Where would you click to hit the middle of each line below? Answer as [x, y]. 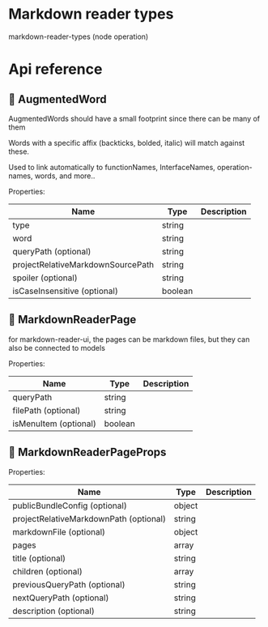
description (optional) [53, 611]
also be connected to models [57, 348]
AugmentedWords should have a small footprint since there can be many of [134, 118]
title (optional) [39, 558]
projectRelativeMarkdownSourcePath [83, 264]
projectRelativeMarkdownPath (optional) [89, 518]
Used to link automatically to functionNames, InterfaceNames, [112, 167]
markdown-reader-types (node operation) [79, 36]
